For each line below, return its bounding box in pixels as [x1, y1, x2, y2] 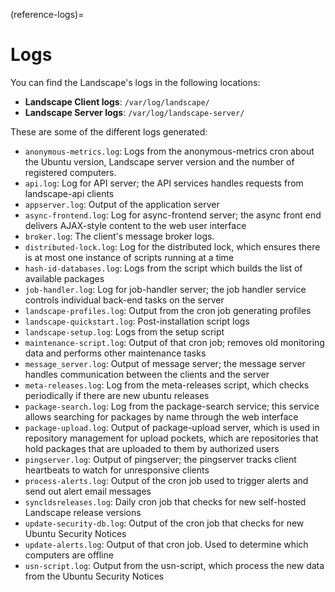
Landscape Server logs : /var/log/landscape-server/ [24, 106, 245, 118]
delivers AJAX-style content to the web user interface [24, 219, 247, 231]
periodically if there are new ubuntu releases [24, 389, 210, 401]
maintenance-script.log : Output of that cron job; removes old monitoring [24, 336, 325, 348]
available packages [24, 272, 105, 284]
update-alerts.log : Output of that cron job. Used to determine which [24, 538, 309, 550]
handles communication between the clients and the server [24, 368, 270, 380]
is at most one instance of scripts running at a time [24, 251, 235, 263]
